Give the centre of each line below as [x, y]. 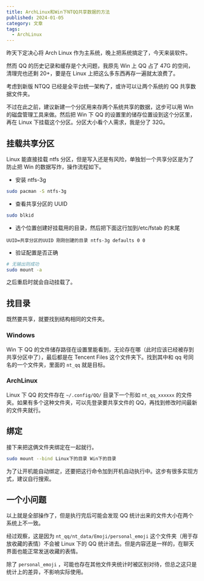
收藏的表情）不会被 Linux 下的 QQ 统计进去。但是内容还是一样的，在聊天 [103, 544]
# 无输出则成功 [23, 264]
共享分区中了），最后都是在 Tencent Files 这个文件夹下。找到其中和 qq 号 [97, 357]
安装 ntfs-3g [31, 179]
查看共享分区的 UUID [41, 204]
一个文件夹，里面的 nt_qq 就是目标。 [62, 364]
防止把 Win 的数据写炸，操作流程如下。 [55, 167]
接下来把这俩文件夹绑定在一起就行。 [52, 447]
